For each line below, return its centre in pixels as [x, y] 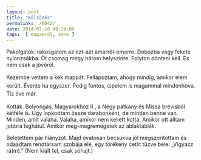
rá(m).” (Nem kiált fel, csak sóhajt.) [50, 150]
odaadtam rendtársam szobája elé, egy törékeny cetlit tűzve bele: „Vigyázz [100, 144]
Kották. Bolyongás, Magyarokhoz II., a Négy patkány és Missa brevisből [96, 106]
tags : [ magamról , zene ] [40, 35]
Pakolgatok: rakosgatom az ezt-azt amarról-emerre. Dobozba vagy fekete [99, 52]
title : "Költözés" [29, 18]
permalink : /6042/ [31, 23]
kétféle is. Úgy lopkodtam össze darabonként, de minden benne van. [92, 113]
